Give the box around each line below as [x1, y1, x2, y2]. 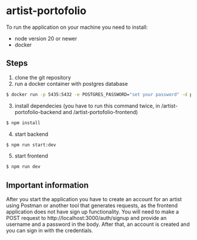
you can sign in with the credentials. [6, 227, 94, 234]
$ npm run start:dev [6, 142, 57, 148]
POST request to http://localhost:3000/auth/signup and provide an [6, 215, 167, 222]
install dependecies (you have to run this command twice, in [14, 102, 160, 109]
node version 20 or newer [14, 35, 77, 42]
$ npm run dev [6, 164, 41, 170]
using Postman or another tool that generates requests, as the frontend [6, 202, 178, 209]
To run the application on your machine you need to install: [6, 24, 148, 31]
